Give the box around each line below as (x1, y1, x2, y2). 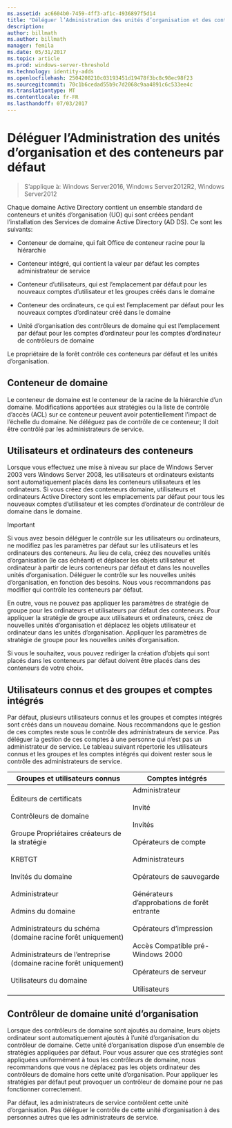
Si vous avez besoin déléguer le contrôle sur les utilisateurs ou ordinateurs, (7, 534, 221, 543)
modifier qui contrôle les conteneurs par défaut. (7, 585, 144, 594)
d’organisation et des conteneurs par (7, 145, 224, 161)
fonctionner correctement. (7, 1085, 82, 1093)
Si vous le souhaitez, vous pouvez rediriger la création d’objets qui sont (7, 649, 210, 657)
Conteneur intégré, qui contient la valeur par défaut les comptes (17, 259, 200, 267)
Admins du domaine (10, 907, 76, 916)
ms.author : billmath (7, 36, 67, 43)
